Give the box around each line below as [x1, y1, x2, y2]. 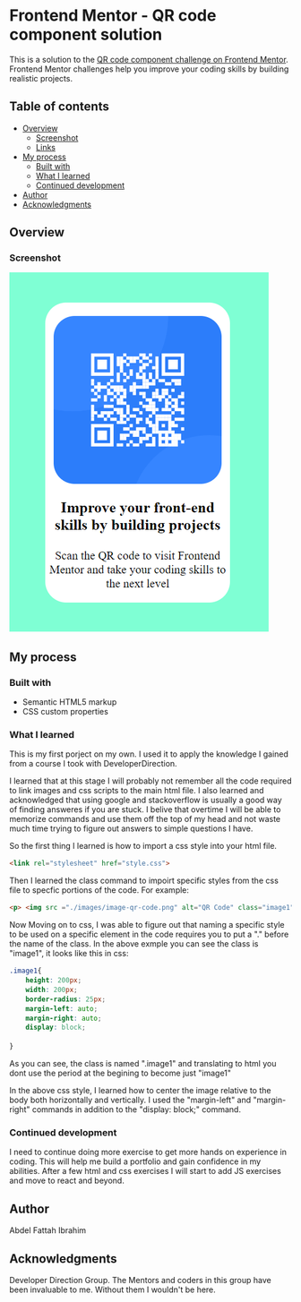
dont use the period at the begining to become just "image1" [9, 1067, 231, 1079]
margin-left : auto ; [25, 1004, 99, 1013]
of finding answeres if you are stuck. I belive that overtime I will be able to [9, 804, 281, 815]
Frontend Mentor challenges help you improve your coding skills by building [9, 64, 289, 74]
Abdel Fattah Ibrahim [9, 1225, 87, 1236]
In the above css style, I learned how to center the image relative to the [9, 1085, 271, 1096]
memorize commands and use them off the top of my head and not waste [9, 814, 281, 825]
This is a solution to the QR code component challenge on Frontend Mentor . [9, 54, 288, 64]
